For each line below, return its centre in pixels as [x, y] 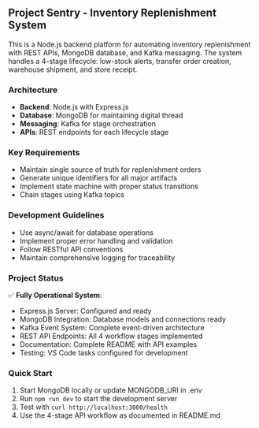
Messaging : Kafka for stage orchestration [87, 124]
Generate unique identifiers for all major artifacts [98, 178]
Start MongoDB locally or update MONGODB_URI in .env [111, 390]
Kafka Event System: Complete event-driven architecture [112, 328]
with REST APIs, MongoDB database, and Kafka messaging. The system [125, 52]
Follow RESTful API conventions [71, 249]
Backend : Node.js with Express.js [74, 107]
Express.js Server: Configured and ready [85, 311]
